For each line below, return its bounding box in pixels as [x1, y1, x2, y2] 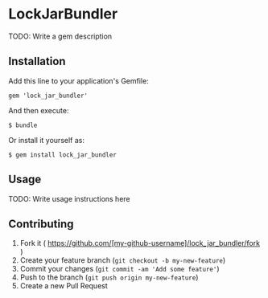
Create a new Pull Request [19, 281, 109, 291]
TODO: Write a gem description [8, 31, 113, 41]
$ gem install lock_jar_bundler [8, 150, 117, 159]
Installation [8, 55, 66, 68]
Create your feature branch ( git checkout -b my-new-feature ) [19, 255, 226, 265]
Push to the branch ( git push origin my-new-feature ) [19, 272, 199, 282]
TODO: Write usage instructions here [8, 194, 130, 203]
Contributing [8, 217, 74, 231]
